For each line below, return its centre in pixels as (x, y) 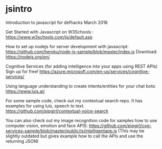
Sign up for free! (22, 71)
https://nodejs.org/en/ (28, 56)
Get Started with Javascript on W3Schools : (50, 32)
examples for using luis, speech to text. (45, 106)
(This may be (131, 130)
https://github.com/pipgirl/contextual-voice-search (57, 111)
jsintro (19, 9)
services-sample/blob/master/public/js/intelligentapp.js (61, 130)
